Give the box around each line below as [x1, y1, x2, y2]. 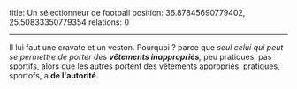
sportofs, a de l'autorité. [9, 70, 99, 80]
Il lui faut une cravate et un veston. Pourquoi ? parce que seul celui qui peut [9, 42, 284, 52]
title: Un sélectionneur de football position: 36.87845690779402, [9, 8, 246, 18]
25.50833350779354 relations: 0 [9, 17, 130, 27]
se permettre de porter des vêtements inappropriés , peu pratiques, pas [9, 52, 272, 62]
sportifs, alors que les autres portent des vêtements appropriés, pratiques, [9, 61, 280, 71]
